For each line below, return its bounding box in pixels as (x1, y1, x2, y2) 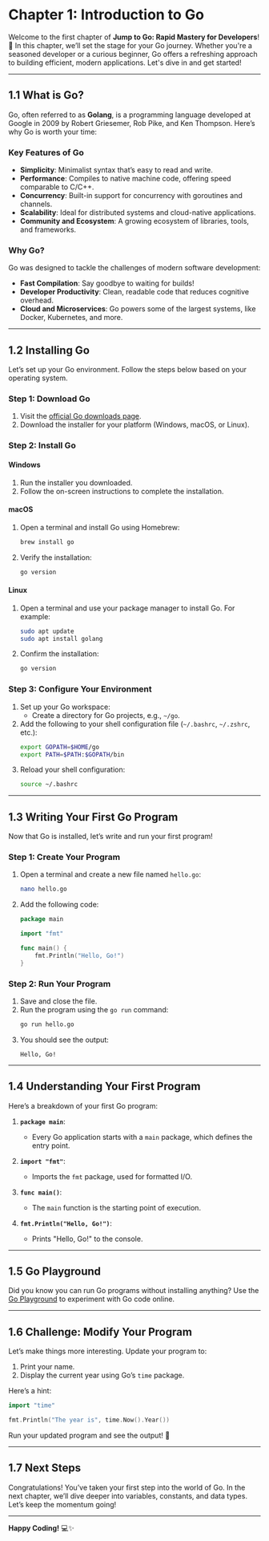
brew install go (19, 537, 74, 546)
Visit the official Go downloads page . (19, 412, 142, 421)
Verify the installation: (19, 552, 92, 562)
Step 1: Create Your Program (8, 852, 121, 863)
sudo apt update (19, 627, 74, 635)
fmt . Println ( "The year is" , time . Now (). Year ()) (8, 1416, 171, 1425)
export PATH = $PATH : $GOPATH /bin (19, 750, 125, 759)
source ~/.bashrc (19, 781, 78, 789)
